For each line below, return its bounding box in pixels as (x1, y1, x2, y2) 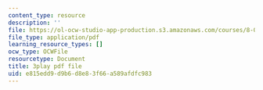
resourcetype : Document (8, 56, 86, 63)
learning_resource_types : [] (8, 41, 103, 49)
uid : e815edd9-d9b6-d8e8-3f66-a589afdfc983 (8, 70, 153, 77)
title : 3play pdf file (8, 63, 82, 70)
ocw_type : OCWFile (8, 48, 68, 56)
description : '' (8, 19, 61, 27)
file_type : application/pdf (8, 33, 100, 41)
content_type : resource (8, 11, 86, 20)
